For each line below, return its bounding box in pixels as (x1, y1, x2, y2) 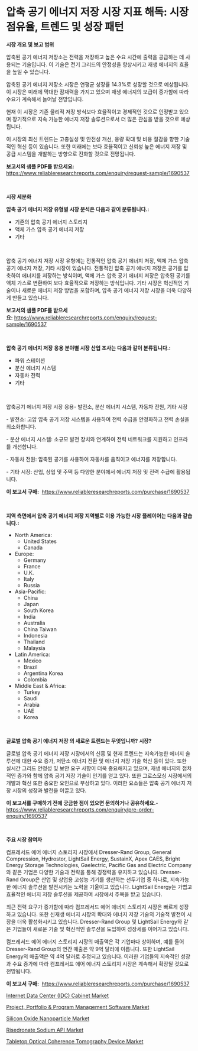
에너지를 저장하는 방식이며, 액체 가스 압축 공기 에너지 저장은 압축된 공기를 (21, 271, 191, 279)
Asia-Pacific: (14, 588, 46, 595)
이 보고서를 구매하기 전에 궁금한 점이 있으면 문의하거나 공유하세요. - (6, 799, 158, 806)
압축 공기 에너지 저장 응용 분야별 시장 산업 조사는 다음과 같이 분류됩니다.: (6, 344, 171, 351)
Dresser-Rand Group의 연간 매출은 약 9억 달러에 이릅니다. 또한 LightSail (6, 945, 175, 952)
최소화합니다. (6, 423, 37, 430)
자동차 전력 (14, 371, 41, 379)
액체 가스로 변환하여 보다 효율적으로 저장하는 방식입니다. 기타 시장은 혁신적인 (6, 279, 183, 286)
